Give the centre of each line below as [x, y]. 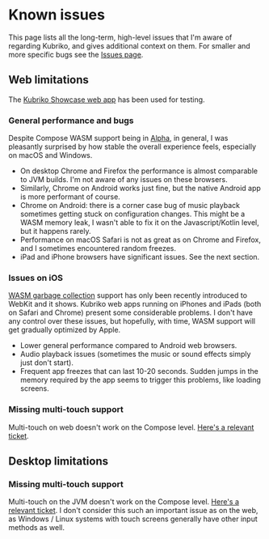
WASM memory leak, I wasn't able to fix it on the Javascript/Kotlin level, [140, 223]
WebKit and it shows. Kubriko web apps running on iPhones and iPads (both [135, 304]
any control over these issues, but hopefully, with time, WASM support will [132, 321]
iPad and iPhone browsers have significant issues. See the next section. [140, 257]
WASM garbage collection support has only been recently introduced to [128, 295]
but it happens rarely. [55, 231]
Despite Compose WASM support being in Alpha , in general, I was [118, 138]
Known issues [57, 15]
